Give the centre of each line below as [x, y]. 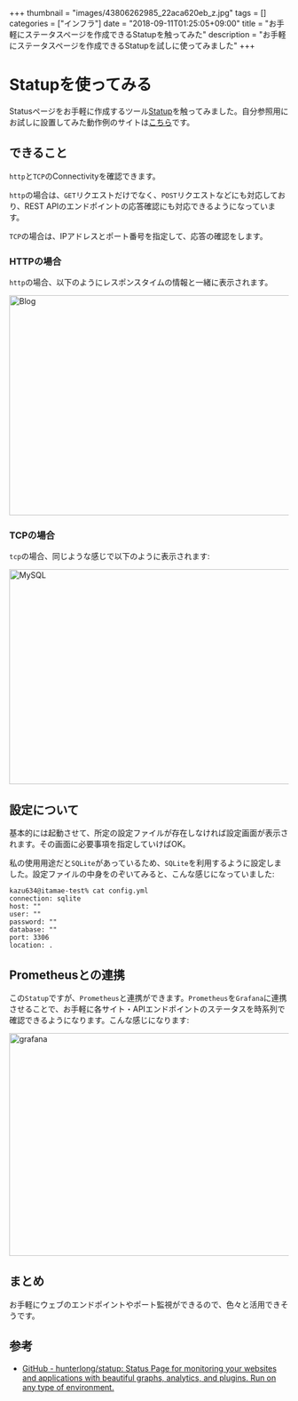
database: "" [33, 930]
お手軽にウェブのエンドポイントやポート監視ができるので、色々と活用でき [145, 1304]
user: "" [25, 915]
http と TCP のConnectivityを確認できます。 [85, 176]
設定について [44, 809]
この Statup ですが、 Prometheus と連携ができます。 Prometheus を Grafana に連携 [148, 997]
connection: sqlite [45, 899]
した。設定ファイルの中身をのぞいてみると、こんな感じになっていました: [142, 874]
